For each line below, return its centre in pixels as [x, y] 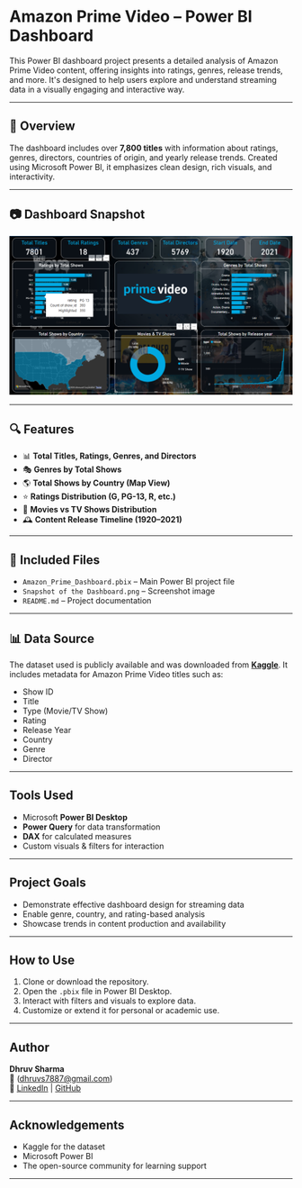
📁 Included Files [55, 560]
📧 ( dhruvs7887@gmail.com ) [61, 1079]
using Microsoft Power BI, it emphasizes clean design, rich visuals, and [141, 167]
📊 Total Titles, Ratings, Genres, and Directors [109, 456]
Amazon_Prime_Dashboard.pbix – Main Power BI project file [129, 582]
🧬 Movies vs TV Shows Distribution [89, 510]
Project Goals [48, 883]
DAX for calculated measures [77, 836]
